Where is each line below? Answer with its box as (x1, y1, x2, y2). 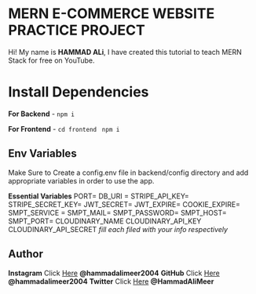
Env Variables (8, 147, 77, 161)
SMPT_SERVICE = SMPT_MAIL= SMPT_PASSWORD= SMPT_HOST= (8, 208, 227, 217)
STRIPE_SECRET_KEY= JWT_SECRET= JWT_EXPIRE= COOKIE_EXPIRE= (8, 199, 241, 209)
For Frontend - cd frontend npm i (8, 124, 120, 133)
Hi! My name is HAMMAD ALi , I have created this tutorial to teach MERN (8, 47, 242, 56)
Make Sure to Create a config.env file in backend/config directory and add (8, 168, 249, 177)
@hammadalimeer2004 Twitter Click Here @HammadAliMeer (8, 276, 214, 286)
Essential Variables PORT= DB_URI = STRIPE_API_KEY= (8, 191, 190, 201)
